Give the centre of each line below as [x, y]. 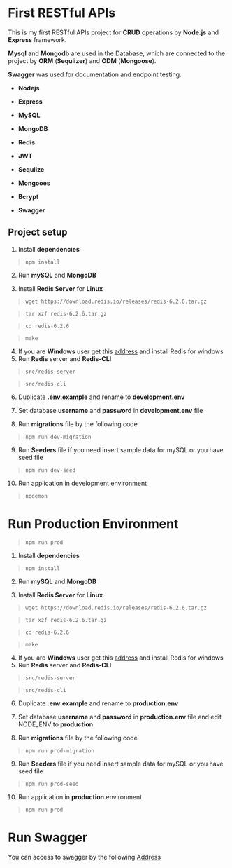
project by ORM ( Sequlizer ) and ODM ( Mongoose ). [82, 60]
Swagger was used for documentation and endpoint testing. [95, 74]
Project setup [38, 232]
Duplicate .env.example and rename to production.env [98, 703]
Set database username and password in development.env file [110, 410]
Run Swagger [48, 838]
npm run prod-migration [60, 751]
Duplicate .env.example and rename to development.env [101, 397]
